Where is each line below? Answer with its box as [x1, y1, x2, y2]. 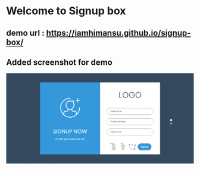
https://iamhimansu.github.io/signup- [46, 28, 191, 38]
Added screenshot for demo [6, 57, 113, 67]
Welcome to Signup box [6, 4, 126, 18]
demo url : [6, 28, 45, 38]
